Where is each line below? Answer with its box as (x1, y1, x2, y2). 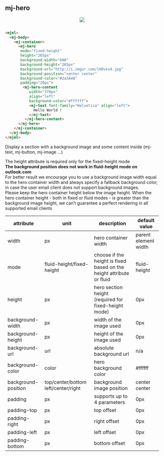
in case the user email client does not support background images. (5, 184, 140, 190)
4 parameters (94, 399, 125, 406)
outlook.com (5, 169, 32, 175)
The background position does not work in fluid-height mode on (5, 163, 138, 169)
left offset (94, 429, 116, 435)
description (99, 220, 126, 227)
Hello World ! (33, 108, 62, 113)
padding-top (7, 407, 38, 413)
